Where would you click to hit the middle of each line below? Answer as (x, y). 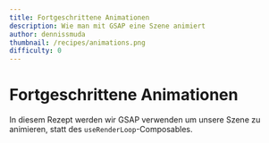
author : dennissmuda (48, 34)
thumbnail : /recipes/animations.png (77, 42)
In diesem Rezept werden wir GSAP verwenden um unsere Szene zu (135, 120)
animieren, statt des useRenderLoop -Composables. (101, 130)
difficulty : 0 (36, 51)
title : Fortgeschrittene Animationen (80, 17)
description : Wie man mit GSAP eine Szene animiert (107, 26)
